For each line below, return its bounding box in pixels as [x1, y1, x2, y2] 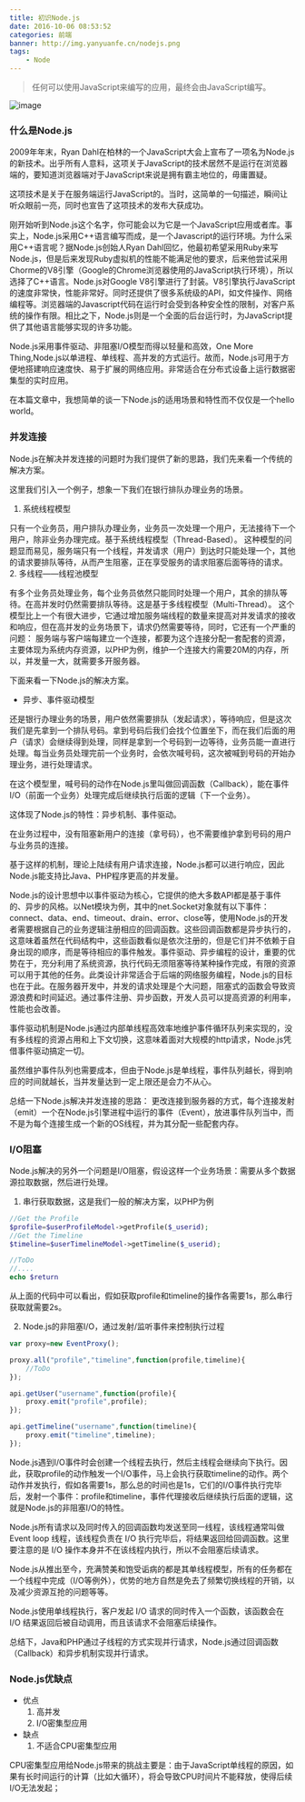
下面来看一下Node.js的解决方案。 [9, 675, 134, 686]
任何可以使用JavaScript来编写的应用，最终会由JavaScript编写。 [31, 82, 271, 92]
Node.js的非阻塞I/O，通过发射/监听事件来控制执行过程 [22, 1321, 225, 1332]
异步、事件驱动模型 [22, 694, 95, 705]
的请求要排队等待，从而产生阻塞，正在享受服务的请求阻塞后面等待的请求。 [9, 556, 288, 567]
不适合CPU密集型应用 [35, 1740, 118, 1751]
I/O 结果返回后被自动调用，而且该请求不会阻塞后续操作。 [9, 1617, 222, 1627]
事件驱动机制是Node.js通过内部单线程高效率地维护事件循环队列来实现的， [9, 1022, 285, 1033]
